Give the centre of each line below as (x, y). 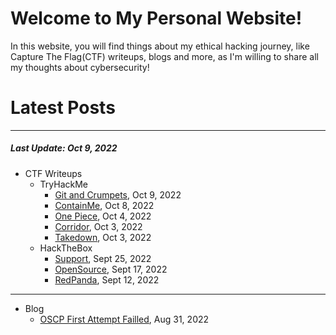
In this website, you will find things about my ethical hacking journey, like (160, 46)
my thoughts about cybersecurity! (80, 67)
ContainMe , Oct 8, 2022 (104, 205)
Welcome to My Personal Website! (156, 18)
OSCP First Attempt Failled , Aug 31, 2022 (124, 319)
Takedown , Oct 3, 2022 (103, 237)
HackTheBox (66, 248)
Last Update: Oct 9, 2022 (64, 148)
